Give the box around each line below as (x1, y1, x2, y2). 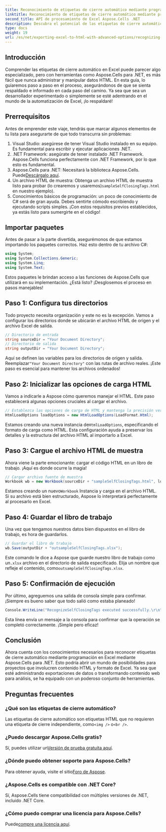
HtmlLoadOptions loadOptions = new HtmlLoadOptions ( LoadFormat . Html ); (5, 413, 154, 417)
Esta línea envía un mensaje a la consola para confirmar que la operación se (5, 616, 160, 622)
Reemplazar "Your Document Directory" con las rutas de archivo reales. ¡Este (5, 360, 161, 366)
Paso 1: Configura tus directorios (5, 299, 108, 307)
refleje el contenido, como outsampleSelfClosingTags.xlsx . (5, 565, 124, 571)
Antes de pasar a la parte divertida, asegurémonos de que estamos (5, 237, 142, 242)
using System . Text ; (5, 265, 45, 270)
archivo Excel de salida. (5, 323, 53, 329)
